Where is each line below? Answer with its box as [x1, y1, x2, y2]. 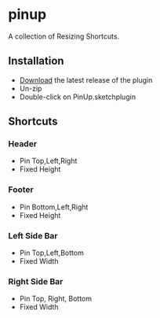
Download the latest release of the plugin [19, 75, 153, 84]
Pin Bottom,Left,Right [19, 202, 89, 212]
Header [8, 139, 38, 150]
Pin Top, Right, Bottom [19, 294, 93, 304]
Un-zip [19, 83, 42, 93]
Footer [8, 184, 34, 195]
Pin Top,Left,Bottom [19, 248, 84, 257]
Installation [8, 54, 64, 68]
